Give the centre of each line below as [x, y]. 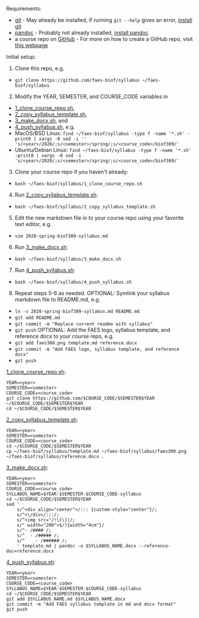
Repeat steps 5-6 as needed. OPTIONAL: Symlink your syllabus [92, 293]
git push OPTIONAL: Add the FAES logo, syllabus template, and [92, 330]
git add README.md [37, 318]
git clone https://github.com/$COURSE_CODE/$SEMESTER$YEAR [81, 398]
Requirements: [24, 9]
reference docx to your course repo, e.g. [64, 336]
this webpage [31, 45]
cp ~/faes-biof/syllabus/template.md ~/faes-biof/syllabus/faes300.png [96, 451]
